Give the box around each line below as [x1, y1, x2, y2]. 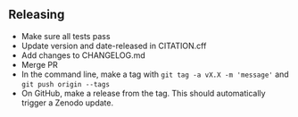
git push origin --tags [21, 79, 111, 88]
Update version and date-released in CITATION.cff [21, 40, 207, 51]
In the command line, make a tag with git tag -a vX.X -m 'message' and [21, 69, 289, 79]
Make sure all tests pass [21, 30, 111, 41]
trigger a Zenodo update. [21, 97, 113, 108]
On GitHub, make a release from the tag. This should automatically [21, 88, 266, 98]
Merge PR [21, 59, 59, 70]
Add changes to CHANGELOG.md [21, 49, 146, 61]
